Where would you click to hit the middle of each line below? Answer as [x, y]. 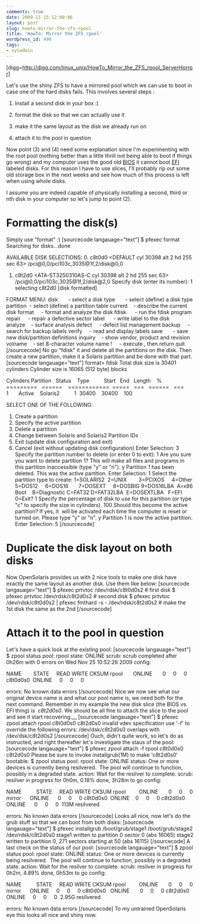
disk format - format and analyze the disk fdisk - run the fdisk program [99, 312]
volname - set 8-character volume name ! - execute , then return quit [96, 344]
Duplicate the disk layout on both [89, 548]
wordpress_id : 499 [29, 39]
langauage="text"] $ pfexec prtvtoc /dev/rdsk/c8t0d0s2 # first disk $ [91, 590]
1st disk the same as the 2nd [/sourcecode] [59, 609]
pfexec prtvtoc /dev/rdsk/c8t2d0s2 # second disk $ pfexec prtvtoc [88, 596]
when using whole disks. [37, 181]
